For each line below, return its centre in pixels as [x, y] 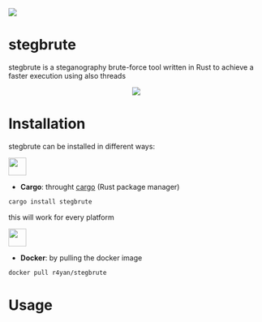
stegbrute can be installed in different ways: [82, 146]
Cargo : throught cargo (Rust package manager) [100, 187]
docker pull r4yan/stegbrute [58, 273]
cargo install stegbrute [50, 202]
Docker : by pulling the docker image [81, 258]
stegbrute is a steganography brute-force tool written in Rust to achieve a [131, 67]
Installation [47, 124]
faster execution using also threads [67, 75]
